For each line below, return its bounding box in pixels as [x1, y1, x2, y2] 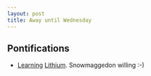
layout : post [7, 10, 45, 17]
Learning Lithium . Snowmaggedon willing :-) [17, 61, 145, 70]
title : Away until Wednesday [7, 17, 92, 24]
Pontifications [7, 43, 70, 54]
